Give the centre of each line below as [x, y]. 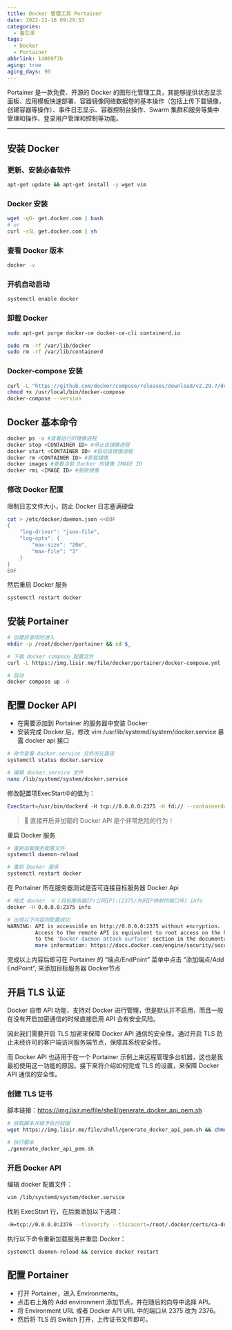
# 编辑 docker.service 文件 [46, 772]
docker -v [21, 265]
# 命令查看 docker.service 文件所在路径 [61, 754]
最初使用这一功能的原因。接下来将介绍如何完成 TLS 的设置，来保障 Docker [113, 1065]
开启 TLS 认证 [36, 992]
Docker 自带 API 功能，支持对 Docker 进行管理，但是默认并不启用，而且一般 [115, 1010]
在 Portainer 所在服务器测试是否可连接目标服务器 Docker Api [93, 888]
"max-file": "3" [55, 551]
